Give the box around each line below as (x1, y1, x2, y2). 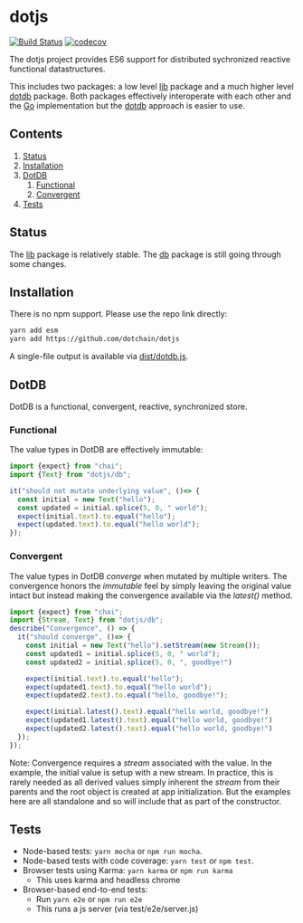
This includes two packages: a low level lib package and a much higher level (9, 81, 294, 91)
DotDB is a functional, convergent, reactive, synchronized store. (9, 401, 248, 412)
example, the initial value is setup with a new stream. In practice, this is (9, 766, 274, 777)
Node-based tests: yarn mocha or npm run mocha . (22, 846, 203, 857)
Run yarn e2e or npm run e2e (35, 894, 143, 905)
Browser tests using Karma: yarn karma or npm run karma (22, 865, 233, 876)
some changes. (9, 258, 67, 269)
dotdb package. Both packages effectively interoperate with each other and (9, 90, 292, 101)
